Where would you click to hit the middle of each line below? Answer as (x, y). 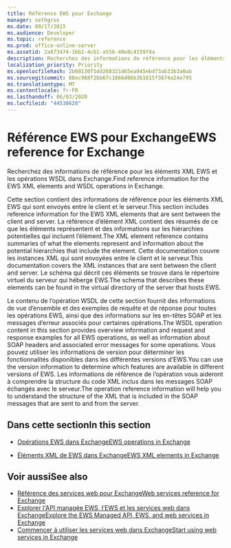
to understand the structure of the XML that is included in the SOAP (102, 396)
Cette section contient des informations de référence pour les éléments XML (115, 199)
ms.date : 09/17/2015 (37, 26)
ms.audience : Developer (41, 33)
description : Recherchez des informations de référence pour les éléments (117, 59)
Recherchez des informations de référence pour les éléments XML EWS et (112, 171)
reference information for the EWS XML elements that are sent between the (114, 214)
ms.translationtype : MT (41, 84)
